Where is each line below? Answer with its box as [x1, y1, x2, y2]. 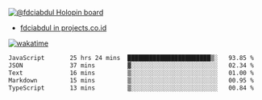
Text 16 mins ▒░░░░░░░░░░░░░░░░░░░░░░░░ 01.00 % [8, 69, 254, 77]
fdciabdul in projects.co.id [19, 23, 107, 32]
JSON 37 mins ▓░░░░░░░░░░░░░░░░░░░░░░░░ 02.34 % [8, 61, 254, 70]
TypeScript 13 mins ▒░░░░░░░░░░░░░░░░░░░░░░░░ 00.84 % [8, 84, 254, 92]
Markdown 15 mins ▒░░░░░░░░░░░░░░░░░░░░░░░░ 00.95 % [8, 76, 254, 84]
